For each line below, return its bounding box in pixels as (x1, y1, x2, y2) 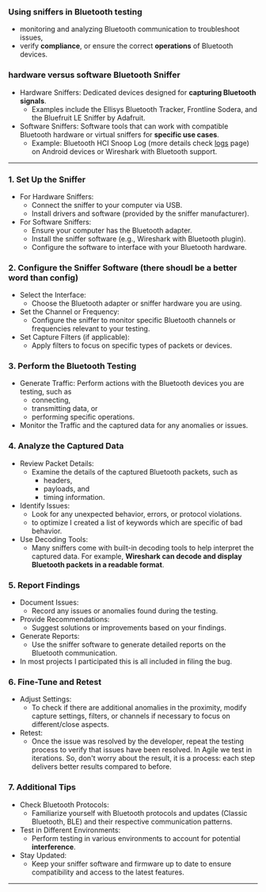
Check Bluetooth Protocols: (19, 800, 109, 809)
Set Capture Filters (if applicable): (19, 333, 131, 342)
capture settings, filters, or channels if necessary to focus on (31, 711, 231, 721)
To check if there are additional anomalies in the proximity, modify (31, 703, 247, 713)
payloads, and (43, 483, 90, 494)
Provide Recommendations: (19, 614, 110, 625)
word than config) (8, 272, 79, 283)
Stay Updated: (19, 850, 67, 859)
